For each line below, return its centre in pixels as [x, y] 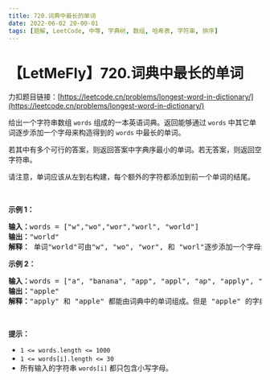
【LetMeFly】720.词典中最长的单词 [126, 73]
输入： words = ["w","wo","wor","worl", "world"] [104, 227]
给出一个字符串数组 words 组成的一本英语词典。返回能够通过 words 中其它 [129, 122]
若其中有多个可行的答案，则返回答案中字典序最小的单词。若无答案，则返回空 [135, 150]
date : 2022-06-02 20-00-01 [53, 23]
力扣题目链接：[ [35, 97]
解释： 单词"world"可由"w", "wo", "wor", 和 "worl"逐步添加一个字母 [135, 247]
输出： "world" [34, 237]
